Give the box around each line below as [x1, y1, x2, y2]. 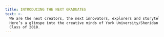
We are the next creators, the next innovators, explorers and [9, 16, 141, 21]
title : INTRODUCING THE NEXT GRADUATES [5, 7, 86, 12]
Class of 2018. [9, 25, 41, 30]
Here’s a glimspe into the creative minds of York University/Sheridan [9, 20, 159, 25]
